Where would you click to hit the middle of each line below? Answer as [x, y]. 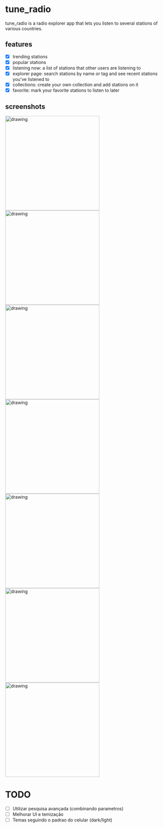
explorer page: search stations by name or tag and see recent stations [85, 74]
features [19, 45]
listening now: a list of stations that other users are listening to [77, 68]
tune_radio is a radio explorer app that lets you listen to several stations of [81, 23]
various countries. [24, 28]
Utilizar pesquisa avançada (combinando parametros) [68, 808]
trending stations [30, 56]
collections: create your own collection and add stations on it [75, 85]
